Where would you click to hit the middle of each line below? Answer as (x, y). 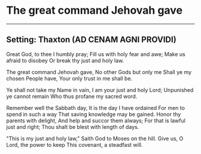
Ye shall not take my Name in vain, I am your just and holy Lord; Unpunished (100, 90)
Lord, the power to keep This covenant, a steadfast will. (74, 144)
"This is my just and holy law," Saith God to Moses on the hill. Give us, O (95, 138)
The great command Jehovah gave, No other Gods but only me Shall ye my (99, 72)
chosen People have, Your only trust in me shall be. (69, 78)
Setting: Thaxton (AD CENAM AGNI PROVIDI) (91, 40)
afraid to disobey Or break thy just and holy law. (65, 60)
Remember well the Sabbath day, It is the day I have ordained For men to (96, 107)
